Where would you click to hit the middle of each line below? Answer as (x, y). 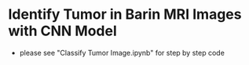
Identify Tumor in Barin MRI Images (125, 14)
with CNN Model (62, 31)
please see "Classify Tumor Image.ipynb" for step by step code (122, 52)
